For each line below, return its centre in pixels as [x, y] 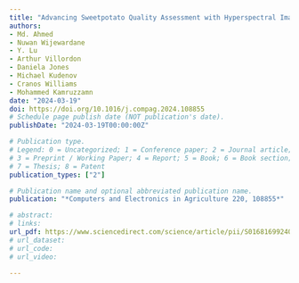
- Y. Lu [24, 51]
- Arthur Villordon [45, 59]
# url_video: [33, 257]
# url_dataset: [37, 240]
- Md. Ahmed [31, 34]
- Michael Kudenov [43, 76]
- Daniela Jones [39, 68]
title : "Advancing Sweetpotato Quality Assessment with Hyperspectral [143, 17]
